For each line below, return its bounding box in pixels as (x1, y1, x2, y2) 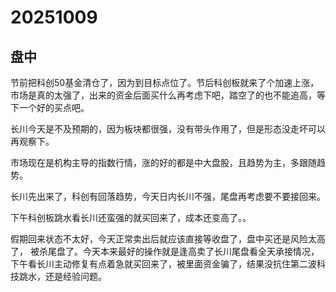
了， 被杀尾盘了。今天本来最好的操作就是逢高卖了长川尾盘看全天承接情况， (10, 246, 320, 257)
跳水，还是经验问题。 (18, 271, 107, 282)
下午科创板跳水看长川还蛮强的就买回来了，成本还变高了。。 (10, 212, 252, 223)
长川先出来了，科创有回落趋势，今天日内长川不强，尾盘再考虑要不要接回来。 (10, 191, 326, 202)
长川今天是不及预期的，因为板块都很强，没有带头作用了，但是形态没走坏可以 (10, 123, 326, 135)
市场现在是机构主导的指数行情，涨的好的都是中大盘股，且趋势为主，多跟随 (10, 157, 317, 168)
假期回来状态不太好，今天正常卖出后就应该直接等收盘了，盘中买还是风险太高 (10, 233, 326, 245)
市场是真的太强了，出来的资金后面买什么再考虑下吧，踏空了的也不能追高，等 (10, 89, 326, 101)
